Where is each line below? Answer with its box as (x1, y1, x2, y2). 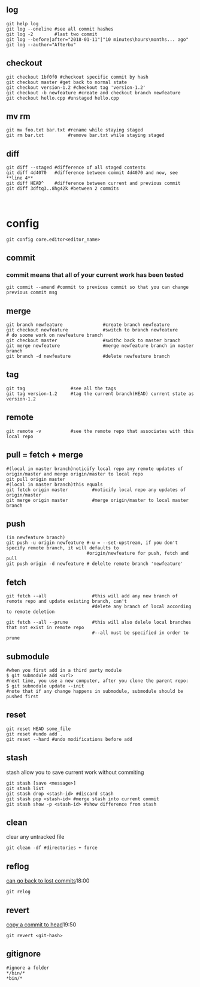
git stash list (6, 785, 44, 791)
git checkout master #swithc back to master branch (6, 337, 181, 344)
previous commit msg (6, 289, 58, 296)
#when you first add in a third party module (6, 667, 122, 673)
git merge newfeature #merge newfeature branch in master (6, 343, 195, 349)
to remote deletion (6, 609, 55, 615)
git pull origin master (6, 476, 66, 482)
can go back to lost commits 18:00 (6, 877, 90, 884)
